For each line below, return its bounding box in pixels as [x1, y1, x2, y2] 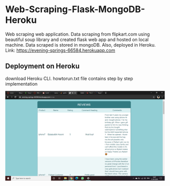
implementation [5, 81, 38, 87]
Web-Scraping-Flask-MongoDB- [5, 4, 145, 15]
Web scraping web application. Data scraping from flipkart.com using [5, 31, 150, 37]
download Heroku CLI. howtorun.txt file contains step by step [5, 75, 133, 82]
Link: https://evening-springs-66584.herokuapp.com [5, 47, 115, 53]
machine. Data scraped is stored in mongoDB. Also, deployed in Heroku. [5, 42, 156, 48]
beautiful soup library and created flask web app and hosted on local [5, 36, 149, 43]
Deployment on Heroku [5, 62, 80, 70]
